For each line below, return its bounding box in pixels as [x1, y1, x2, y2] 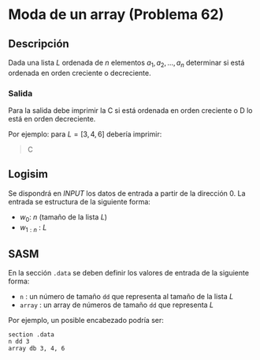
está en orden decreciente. [8, 114, 96, 124]
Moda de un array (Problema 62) [8, 6, 225, 24]
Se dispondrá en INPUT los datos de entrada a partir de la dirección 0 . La [8, 188, 246, 198]
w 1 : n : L [19, 223, 47, 234]
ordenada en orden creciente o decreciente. [8, 68, 151, 77]
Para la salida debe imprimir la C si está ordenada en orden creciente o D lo [8, 106, 253, 115]
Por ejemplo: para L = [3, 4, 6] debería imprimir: [8, 129, 162, 139]
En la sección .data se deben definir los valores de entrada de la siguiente [8, 268, 250, 278]
